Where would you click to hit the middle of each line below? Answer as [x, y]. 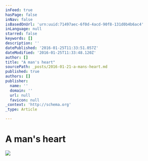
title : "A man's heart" [30, 62]
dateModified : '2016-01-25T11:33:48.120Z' [51, 52]
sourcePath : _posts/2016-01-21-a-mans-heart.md [57, 67]
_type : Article [21, 110]
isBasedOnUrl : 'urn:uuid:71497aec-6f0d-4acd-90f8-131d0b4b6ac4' [75, 24]
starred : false [21, 34]
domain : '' [21, 90]
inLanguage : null [24, 29]
